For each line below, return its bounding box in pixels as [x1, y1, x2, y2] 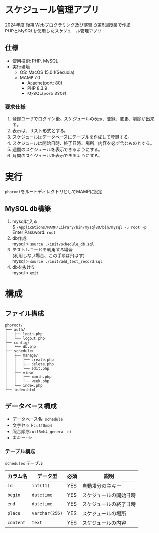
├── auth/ [5, 327, 26, 332]
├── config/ [5, 340, 30, 345]
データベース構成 [5, 402, 57, 410]
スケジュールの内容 [82, 519, 127, 526]
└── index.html [5, 387, 36, 392]
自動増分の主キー [82, 482, 122, 489]
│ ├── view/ [5, 370, 34, 375]
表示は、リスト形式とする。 [12, 128, 69, 134]
